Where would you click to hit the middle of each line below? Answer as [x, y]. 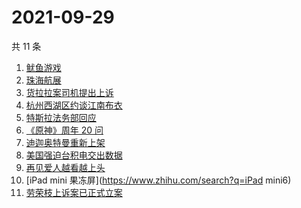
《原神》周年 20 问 [64, 130]
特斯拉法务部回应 [61, 117]
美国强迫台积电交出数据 [74, 155]
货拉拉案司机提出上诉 [69, 92]
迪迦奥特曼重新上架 [65, 142]
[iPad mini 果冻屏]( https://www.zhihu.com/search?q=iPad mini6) [158, 180]
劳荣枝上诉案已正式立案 [74, 192]
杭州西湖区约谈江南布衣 [74, 105]
